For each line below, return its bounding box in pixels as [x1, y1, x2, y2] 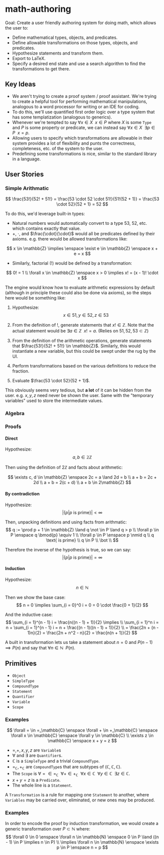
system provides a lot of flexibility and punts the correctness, [12, 140, 136, 146]
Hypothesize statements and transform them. [12, 50, 104, 56]
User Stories [5, 170, 44, 179]
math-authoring [5, 3, 71, 15]
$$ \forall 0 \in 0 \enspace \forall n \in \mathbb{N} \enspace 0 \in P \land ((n [5, 834, 159, 840]
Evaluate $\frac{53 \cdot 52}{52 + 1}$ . [12, 378, 91, 384]
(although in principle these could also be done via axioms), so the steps [5, 290, 152, 296]
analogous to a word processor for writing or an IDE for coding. [12, 103, 140, 109]
